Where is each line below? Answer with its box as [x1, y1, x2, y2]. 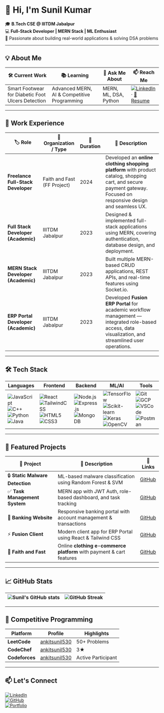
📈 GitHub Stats [5, 577, 53, 585]
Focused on [105, 191, 133, 198]
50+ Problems [76, 638, 109, 645]
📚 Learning [61, 72, 89, 79]
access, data [105, 325, 135, 332]
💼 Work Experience [5, 119, 64, 128]
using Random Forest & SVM [58, 479, 123, 486]
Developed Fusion [105, 294, 148, 301]
